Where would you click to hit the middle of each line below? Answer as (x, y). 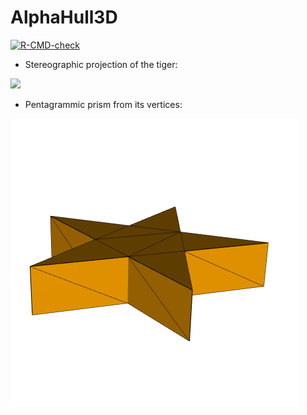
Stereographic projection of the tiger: (101, 64)
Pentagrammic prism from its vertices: (103, 104)
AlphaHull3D (64, 17)
